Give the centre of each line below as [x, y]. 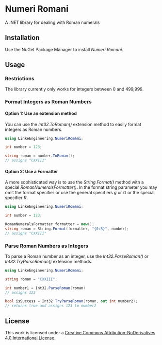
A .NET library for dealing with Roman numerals [53, 22]
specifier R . [16, 198]
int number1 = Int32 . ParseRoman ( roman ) [45, 288]
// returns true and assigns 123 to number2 [51, 306]
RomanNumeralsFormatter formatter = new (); [50, 224]
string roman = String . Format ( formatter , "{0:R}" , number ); [67, 229]
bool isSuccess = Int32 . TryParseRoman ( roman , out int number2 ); [71, 301]
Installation [22, 38]
